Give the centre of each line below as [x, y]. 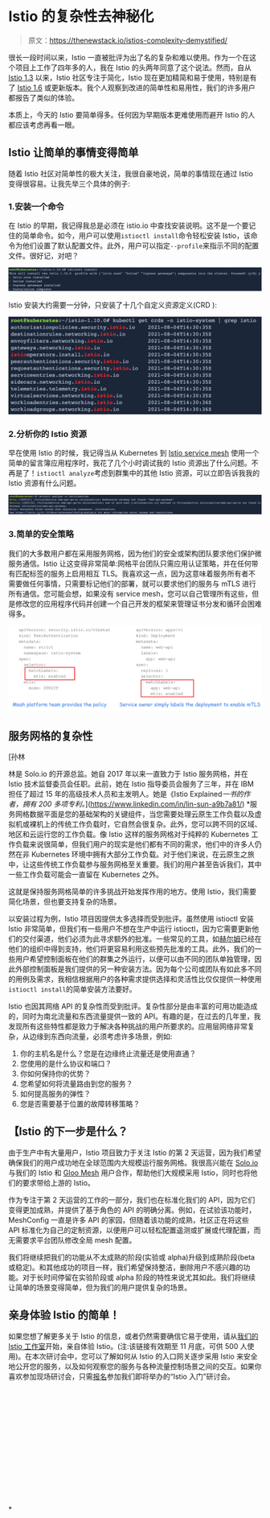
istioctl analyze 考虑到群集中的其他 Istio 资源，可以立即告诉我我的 [148, 473]
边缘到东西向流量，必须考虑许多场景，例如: [101, 1037]
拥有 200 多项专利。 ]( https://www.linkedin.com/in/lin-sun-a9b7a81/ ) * [136, 804]
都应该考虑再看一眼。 [43, 125]
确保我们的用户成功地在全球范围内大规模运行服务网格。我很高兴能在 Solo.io [133, 1162]
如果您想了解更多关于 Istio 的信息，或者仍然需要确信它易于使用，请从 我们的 [133, 1336]
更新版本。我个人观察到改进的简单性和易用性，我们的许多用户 [153, 87]
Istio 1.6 [30, 87]
